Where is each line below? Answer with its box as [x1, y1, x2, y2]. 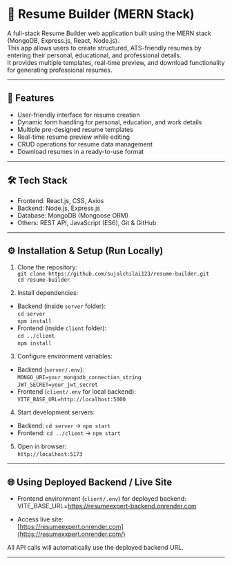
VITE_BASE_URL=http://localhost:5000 [17, 396, 126, 403]
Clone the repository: [17, 263, 78, 271]
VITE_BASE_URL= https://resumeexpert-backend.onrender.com [17, 502, 197, 510]
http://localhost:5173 [17, 451, 83, 458]
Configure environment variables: [17, 352, 113, 361]
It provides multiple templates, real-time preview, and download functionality [7, 58, 225, 66]
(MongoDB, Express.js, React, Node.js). [7, 36, 119, 44]
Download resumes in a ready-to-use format [17, 147, 144, 155]
